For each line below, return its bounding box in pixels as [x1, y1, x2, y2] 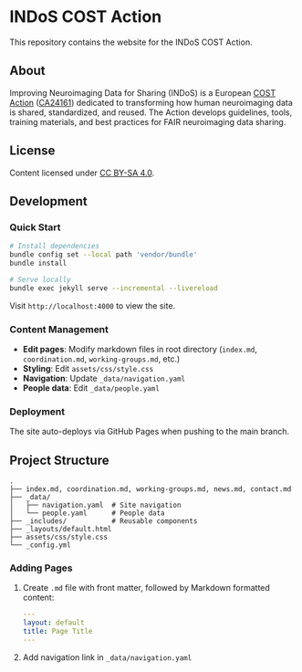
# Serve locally [9, 275, 71, 284]
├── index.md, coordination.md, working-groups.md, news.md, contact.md [9, 485, 292, 494]
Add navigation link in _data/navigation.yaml [22, 651, 193, 663]
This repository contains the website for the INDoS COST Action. [9, 37, 253, 47]
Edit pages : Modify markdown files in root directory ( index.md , [22, 343, 257, 354]
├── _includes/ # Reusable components [9, 517, 198, 526]
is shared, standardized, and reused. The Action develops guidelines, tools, [9, 107, 293, 118]
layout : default [22, 618, 85, 627]
